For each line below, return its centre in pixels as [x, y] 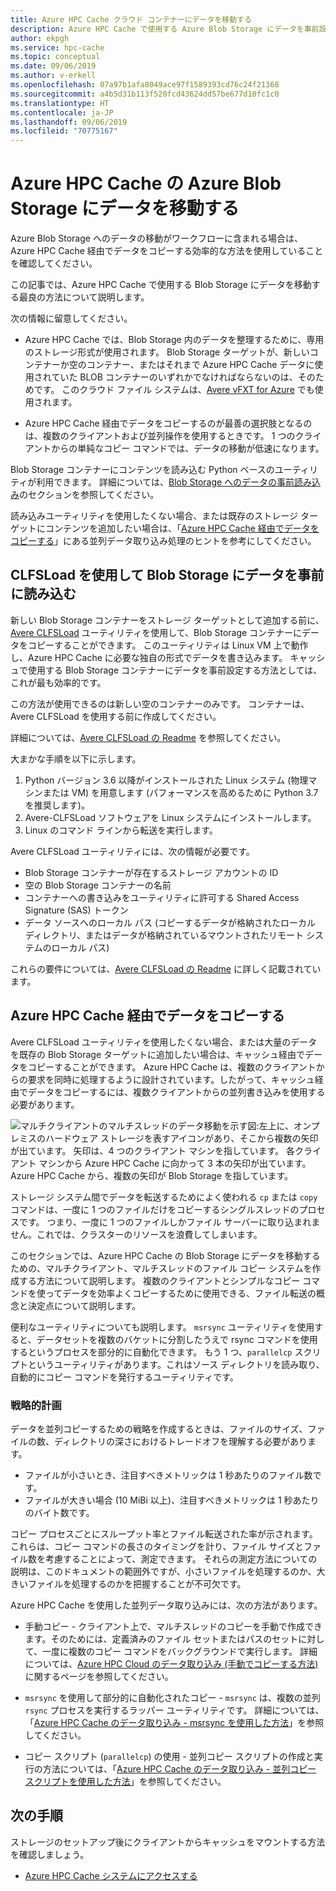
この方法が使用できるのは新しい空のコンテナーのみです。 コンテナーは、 [160, 703]
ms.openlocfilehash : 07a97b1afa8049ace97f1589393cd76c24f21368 [145, 85]
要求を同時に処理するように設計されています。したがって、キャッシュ [171, 1079]
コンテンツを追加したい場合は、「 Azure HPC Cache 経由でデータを [182, 528]
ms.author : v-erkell [53, 76]
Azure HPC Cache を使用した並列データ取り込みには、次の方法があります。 [166, 1605]
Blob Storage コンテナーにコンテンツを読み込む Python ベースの [142, 470]
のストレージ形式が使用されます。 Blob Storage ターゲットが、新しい [167, 352]
